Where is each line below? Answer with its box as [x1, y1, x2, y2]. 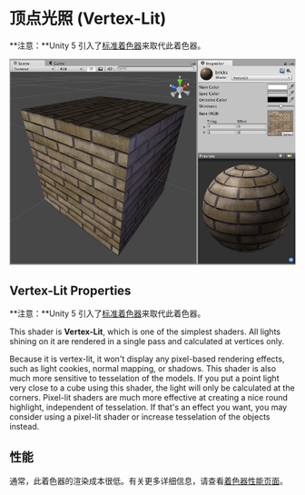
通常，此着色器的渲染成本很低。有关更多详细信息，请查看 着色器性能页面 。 [9, 475, 288, 486]
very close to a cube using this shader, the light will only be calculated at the [9, 382, 295, 393]
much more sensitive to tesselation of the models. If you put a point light [9, 373, 280, 384]
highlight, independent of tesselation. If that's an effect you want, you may [9, 401, 288, 413]
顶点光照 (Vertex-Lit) [9, 8, 167, 29]
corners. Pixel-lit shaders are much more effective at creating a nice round [9, 392, 289, 403]
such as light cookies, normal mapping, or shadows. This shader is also [9, 363, 277, 374]
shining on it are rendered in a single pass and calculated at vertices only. [9, 336, 284, 347]
